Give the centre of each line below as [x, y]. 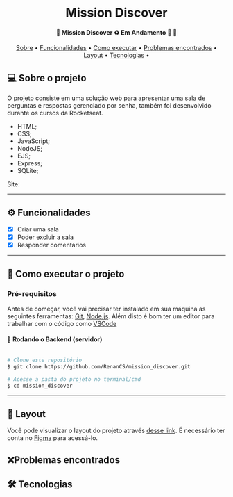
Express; [30, 163]
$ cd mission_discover [40, 386]
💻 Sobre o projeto [47, 78]
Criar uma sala [38, 229]
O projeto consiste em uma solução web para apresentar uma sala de [106, 98]
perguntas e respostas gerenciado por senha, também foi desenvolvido [109, 106]
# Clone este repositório [44, 360]
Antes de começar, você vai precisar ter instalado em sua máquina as [106, 309]
